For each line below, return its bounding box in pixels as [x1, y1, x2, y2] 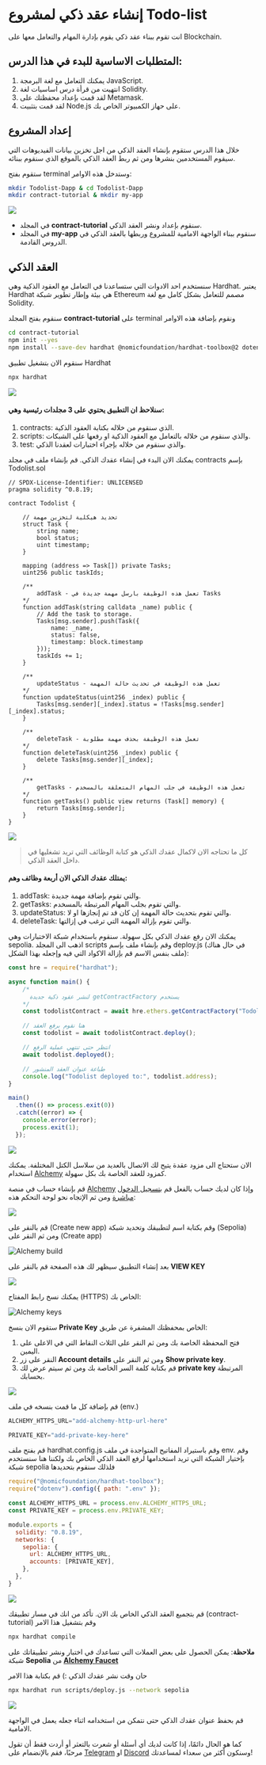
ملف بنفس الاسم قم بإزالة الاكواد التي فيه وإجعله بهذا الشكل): [8, 949, 189, 958]
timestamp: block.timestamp [50, 637, 144, 646]
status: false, [50, 631, 101, 639]
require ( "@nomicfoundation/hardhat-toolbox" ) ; [8, 1478, 165, 1485]
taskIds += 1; [36, 652, 83, 660]
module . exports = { [8, 1520, 73, 1529]
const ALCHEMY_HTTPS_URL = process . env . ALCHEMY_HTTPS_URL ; [8, 1499, 207, 1508]
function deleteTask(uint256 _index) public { [22, 748, 179, 757]
